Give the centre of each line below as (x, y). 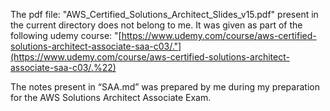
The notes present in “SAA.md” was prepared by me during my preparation (165, 87)
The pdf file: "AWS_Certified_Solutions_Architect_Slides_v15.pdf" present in (164, 14)
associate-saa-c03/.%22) (63, 67)
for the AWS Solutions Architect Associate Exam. (111, 97)
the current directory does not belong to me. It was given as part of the (156, 25)
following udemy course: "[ (66, 35)
